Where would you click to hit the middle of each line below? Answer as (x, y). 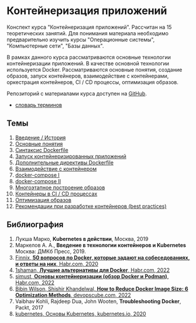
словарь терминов (38, 105)
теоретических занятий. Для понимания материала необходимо (88, 33)
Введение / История (40, 137)
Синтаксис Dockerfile (42, 150)
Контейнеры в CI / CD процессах (56, 194)
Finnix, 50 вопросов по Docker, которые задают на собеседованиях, (102, 257)
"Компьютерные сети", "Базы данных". (55, 46)
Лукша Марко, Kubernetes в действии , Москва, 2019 (82, 238)
